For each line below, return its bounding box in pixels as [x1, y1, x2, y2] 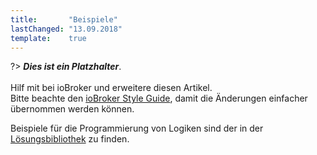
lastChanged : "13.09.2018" [10, 24, 123, 34]
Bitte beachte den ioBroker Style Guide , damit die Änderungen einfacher [10, 92, 308, 105]
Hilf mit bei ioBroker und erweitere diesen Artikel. [10, 82, 213, 94]
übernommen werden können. [10, 103, 135, 115]
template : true [10, 33, 87, 43]
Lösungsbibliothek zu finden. [10, 133, 130, 145]
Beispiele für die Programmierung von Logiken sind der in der [10, 122, 264, 135]
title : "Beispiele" [10, 14, 118, 25]
